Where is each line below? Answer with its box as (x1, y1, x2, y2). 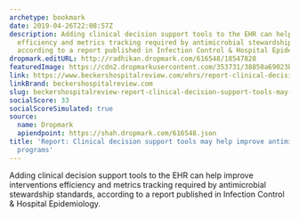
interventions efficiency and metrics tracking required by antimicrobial (9, 179, 267, 190)
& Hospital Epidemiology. (9, 198, 101, 209)
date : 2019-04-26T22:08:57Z (9, 21, 114, 30)
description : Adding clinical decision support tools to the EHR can (9, 29, 273, 38)
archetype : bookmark (9, 12, 86, 22)
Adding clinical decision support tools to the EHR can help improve (9, 170, 254, 181)
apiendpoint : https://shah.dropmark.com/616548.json (17, 129, 217, 138)
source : (9, 112, 38, 121)
